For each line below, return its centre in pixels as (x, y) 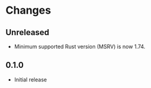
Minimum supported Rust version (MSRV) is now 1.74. (80, 46)
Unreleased (28, 32)
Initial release (30, 79)
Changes (28, 10)
